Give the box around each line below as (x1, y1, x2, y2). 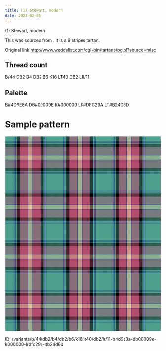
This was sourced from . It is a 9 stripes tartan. (5, 37, 100, 43)
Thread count (5, 61, 48, 69)
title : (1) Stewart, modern (5, 8, 63, 13)
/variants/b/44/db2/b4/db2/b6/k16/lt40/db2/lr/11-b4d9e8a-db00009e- (11, 336, 157, 342)
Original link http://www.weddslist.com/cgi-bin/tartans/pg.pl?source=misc (5, 47, 157, 53)
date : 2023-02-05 (5, 13, 41, 18)
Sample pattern (5, 119, 70, 130)
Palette (5, 88, 28, 97)
